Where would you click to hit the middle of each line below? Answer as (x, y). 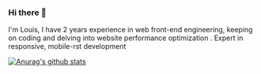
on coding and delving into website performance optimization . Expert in (126, 38)
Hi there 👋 (28, 13)
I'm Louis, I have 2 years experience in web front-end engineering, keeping (130, 30)
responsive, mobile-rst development (67, 46)
